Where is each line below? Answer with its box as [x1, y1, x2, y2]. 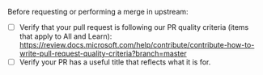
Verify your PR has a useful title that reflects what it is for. [19, 57, 211, 67]
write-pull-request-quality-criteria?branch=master [19, 48, 187, 59]
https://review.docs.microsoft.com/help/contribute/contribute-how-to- [19, 40, 255, 50]
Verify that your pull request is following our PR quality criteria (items [19, 23, 249, 31]
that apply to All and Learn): [19, 31, 112, 41]
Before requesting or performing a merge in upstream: [7, 7, 189, 16]
